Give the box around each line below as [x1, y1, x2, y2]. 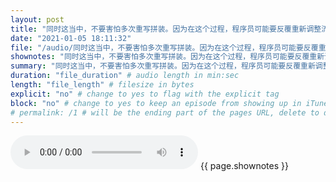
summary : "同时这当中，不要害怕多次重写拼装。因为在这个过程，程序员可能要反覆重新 [10, 61, 316, 71]
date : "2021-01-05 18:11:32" [10, 33, 132, 43]
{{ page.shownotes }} [199, 160, 289, 172]
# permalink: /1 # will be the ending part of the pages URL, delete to [10, 107, 320, 118]
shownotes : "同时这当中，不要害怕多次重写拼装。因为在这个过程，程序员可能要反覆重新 [10, 52, 325, 62]
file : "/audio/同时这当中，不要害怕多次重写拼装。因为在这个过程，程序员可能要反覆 [10, 42, 319, 53]
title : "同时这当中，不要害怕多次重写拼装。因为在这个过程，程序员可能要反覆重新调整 [10, 24, 322, 34]
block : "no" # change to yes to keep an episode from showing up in [10, 98, 302, 108]
